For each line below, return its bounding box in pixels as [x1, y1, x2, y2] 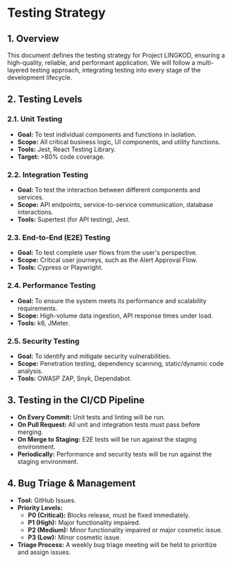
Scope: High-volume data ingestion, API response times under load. [17, 311, 214, 320]
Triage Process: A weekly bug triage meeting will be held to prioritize [17, 540, 217, 548]
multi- [196, 59, 214, 67]
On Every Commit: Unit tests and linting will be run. [17, 412, 166, 421]
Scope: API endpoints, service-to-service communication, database [17, 200, 214, 208]
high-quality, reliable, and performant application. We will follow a [7, 59, 196, 67]
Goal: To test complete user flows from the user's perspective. [17, 249, 198, 257]
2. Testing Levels [7, 93, 83, 105]
